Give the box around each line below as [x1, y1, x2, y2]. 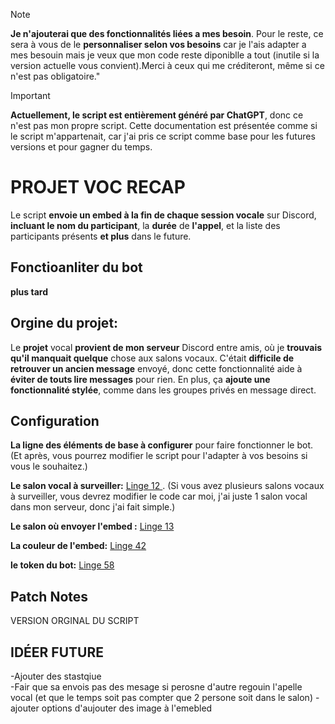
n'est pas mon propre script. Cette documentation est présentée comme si [10, 120, 318, 131]
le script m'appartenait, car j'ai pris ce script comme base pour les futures [10, 130, 316, 142]
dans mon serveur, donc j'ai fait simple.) [10, 501, 176, 513]
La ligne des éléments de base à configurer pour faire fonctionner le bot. [10, 439, 313, 451]
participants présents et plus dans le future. [10, 230, 192, 242]
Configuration [10, 412, 100, 429]
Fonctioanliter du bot [10, 259, 143, 276]
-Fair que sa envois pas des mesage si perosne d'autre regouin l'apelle [10, 681, 303, 693]
